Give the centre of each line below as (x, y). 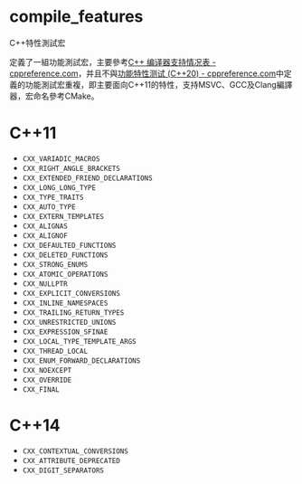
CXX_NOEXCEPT (47, 370)
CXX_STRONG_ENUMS (55, 264)
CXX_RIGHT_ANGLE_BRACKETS (71, 168)
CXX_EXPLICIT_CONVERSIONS (71, 293)
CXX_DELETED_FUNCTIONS (65, 255)
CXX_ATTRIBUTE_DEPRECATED (71, 460)
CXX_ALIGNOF (45, 236)
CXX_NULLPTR (45, 284)
